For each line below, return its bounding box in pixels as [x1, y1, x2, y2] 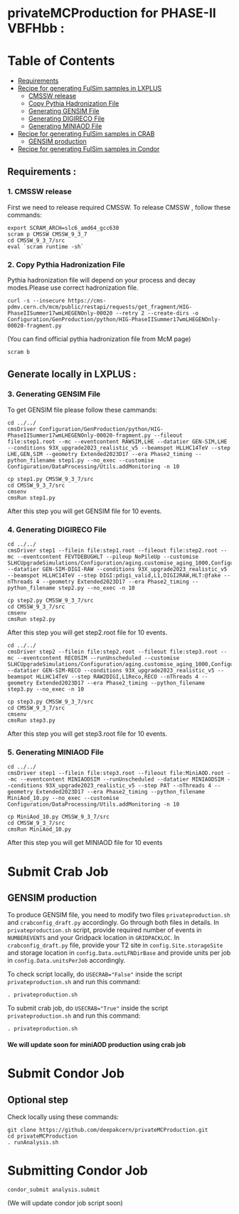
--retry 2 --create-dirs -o [115, 310, 199, 317]
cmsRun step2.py [7, 616, 55, 623]
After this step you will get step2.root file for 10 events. [7, 628, 168, 637]
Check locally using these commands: [7, 1112, 119, 1121]
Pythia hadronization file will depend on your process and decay [7, 276, 196, 285]
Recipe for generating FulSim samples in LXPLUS [17, 84, 162, 93]
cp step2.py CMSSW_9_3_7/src [7, 597, 94, 605]
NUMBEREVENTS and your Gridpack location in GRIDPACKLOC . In [7, 934, 180, 942]
